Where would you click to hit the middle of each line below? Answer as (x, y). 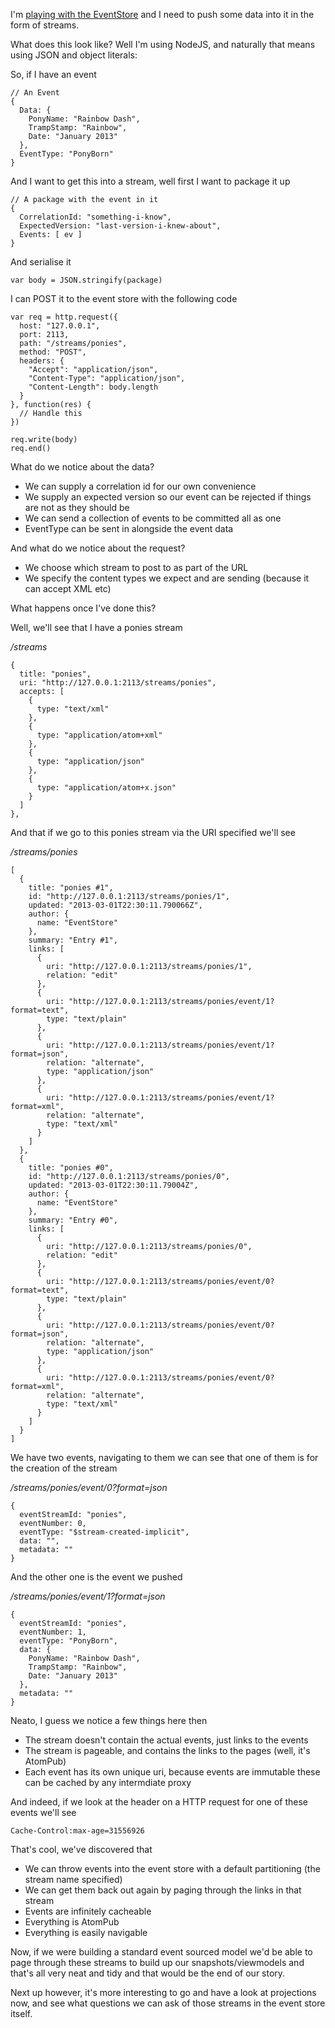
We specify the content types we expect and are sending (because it (167, 578)
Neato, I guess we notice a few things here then (109, 1720)
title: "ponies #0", (71, 1168)
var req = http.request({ (64, 317)
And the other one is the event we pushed (96, 1577)
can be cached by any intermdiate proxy (108, 1782)
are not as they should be (77, 507)
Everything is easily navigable (86, 1932)
